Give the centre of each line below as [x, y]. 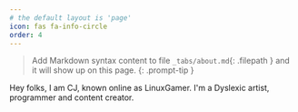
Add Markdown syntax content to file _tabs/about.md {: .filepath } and [161, 61]
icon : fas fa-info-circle [58, 26]
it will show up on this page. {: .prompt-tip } [113, 70]
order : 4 [26, 35]
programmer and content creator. [72, 97]
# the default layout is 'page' [70, 18]
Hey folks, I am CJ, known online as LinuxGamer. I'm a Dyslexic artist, [139, 88]
